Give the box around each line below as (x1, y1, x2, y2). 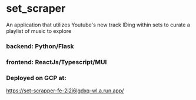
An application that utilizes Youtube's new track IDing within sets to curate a (6, 21, 190, 28)
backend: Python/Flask (6, 42, 74, 50)
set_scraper (6, 2, 66, 15)
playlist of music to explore (6, 27, 72, 34)
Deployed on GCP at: (6, 74, 67, 82)
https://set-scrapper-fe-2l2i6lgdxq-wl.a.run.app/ (6, 87, 124, 94)
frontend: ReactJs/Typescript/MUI (6, 58, 107, 66)
